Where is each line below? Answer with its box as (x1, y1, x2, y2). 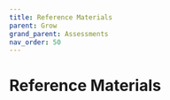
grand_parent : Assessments (9, 29, 109, 38)
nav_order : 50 (9, 37, 62, 47)
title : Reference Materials (9, 12, 113, 22)
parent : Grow (9, 21, 58, 30)
